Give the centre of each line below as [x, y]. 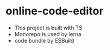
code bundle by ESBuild [44, 40]
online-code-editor [55, 11]
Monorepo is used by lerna [48, 34]
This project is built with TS [48, 28]
